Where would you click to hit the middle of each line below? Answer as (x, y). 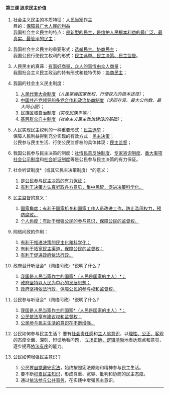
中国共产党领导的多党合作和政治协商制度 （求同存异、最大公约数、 (89, 100)
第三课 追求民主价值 (26, 8)
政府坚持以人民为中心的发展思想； (56, 283)
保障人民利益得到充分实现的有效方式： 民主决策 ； (63, 136)
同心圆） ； (35, 107)
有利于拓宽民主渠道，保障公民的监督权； (62, 249)
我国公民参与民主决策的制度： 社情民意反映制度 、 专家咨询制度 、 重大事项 (88, 153)
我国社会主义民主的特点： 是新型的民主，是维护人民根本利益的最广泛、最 (88, 32)
